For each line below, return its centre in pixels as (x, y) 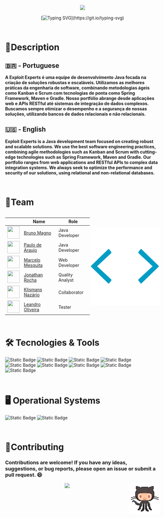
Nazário (32, 295)
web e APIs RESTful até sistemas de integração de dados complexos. (77, 104)
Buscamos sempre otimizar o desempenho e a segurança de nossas (76, 109)
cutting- (148, 152)
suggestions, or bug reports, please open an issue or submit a (81, 469)
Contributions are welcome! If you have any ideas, (66, 463)
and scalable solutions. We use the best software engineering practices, (81, 146)
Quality (66, 275)
